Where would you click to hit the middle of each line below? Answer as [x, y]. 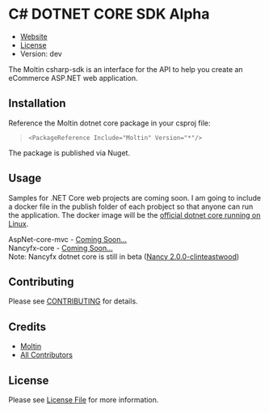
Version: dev [41, 53]
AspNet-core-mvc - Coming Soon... [68, 239]
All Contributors [46, 355]
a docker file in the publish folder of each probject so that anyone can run [131, 206]
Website [34, 36]
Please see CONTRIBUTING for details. [74, 301]
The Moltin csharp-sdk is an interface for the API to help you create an [126, 69]
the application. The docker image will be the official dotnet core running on [134, 214]
